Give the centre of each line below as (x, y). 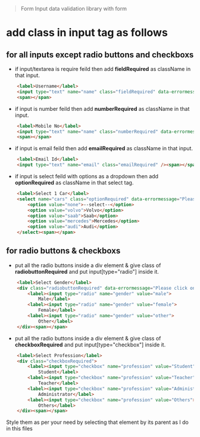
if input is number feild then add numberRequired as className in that (102, 109)
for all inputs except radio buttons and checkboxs (100, 55)
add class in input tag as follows (87, 33)
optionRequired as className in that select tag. (74, 182)
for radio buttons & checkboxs (63, 251)
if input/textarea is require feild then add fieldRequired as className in (103, 69)
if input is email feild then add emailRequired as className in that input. (104, 148)
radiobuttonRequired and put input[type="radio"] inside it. (87, 271)
